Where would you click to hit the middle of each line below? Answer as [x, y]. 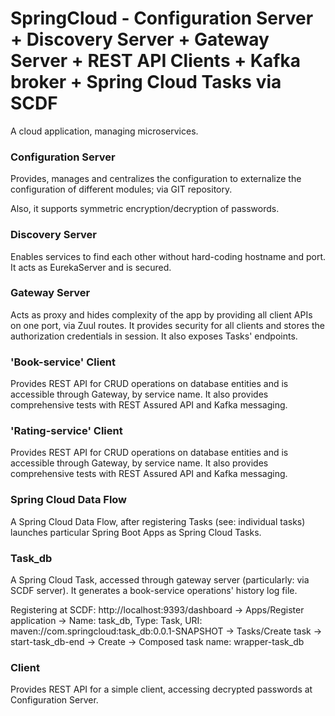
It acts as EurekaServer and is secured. [91, 267]
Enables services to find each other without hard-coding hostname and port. [168, 256]
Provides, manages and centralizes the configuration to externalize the [156, 179]
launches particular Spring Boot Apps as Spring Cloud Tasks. [136, 532]
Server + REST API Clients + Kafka [155, 61]
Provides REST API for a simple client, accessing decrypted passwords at [161, 689]
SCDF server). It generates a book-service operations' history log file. [154, 591]
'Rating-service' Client [66, 431]
